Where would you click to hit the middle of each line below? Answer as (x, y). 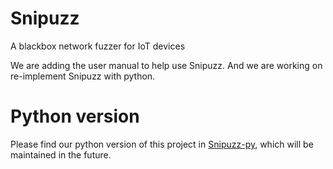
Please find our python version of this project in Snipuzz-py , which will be (162, 144)
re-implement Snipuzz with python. (83, 76)
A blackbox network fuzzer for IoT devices (98, 46)
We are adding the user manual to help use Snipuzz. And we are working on (166, 65)
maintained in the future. (61, 154)
